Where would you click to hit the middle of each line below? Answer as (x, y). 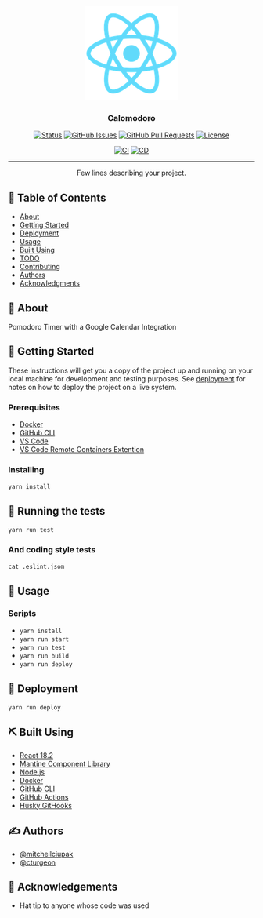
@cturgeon (38, 862)
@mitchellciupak (46, 854)
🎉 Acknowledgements (63, 886)
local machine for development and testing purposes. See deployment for (127, 378)
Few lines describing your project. (131, 173)
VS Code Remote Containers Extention (82, 450)
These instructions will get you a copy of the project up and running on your (130, 370)
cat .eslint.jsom (36, 567)
